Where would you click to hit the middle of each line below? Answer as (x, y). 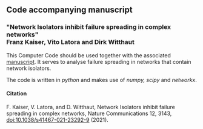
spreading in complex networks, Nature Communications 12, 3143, (89, 113)
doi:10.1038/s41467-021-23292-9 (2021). (58, 119)
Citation (17, 93)
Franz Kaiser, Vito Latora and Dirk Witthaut (71, 42)
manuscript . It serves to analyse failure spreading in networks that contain (99, 61)
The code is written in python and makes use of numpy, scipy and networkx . (101, 80)
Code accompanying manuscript (69, 10)
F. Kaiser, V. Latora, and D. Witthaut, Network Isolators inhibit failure (91, 107)
